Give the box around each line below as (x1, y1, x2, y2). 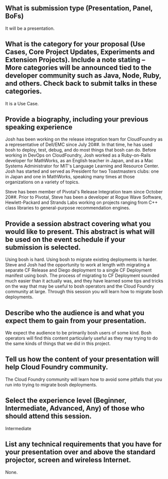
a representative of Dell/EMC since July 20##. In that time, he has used (5, 142, 153, 148)
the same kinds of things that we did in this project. (5, 340, 111, 347)
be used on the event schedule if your (5, 235, 126, 244)
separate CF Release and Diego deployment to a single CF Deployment (5, 267, 152, 273)
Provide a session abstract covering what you (5, 219, 151, 228)
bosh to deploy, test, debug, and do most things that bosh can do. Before (5, 147, 156, 153)
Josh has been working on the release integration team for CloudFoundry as (5, 136, 163, 143)
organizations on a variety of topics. (5, 179, 80, 185)
